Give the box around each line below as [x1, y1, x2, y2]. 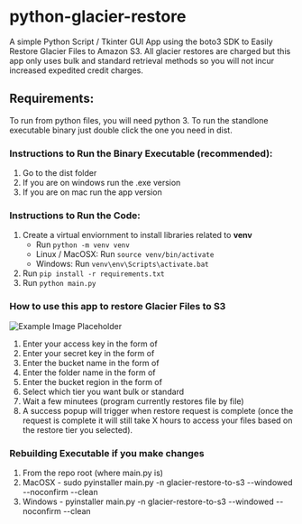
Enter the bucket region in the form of [22, 376, 162, 387]
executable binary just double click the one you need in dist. [9, 124, 233, 135]
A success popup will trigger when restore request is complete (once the [22, 405, 294, 416]
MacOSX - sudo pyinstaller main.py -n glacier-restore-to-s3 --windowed [22, 476, 293, 488]
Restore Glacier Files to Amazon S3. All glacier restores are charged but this [9, 45, 291, 56]
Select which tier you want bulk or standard [22, 386, 185, 397]
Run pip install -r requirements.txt [22, 268, 165, 279]
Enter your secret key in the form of [22, 347, 155, 358]
